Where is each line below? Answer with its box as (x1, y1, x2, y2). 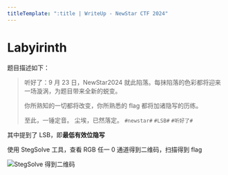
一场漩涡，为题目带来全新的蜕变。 (23, 87, 122, 95)
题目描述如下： (7, 63, 50, 72)
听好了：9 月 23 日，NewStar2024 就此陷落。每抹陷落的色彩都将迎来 (23, 78, 221, 86)
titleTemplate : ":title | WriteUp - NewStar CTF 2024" (7, 10, 169, 17)
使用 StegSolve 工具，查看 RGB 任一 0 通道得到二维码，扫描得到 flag (7, 145, 202, 154)
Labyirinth (7, 39, 67, 55)
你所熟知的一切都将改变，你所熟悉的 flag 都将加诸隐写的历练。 (23, 101, 202, 110)
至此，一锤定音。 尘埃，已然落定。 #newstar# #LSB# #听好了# (23, 116, 193, 124)
